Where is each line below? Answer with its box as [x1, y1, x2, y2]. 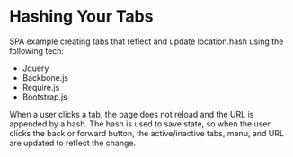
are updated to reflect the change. [9, 137, 137, 148]
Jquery [22, 63, 49, 74]
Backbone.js [22, 72, 69, 83]
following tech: [9, 45, 65, 56]
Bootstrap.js [22, 92, 67, 102]
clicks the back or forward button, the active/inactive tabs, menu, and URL [9, 127, 285, 138]
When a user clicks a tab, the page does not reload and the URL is [9, 109, 254, 119]
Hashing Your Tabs [9, 6, 154, 27]
